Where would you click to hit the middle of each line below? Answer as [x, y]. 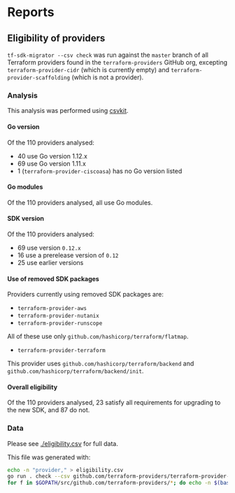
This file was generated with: [49, 457]
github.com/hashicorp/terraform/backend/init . [76, 371]
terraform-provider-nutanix [58, 316]
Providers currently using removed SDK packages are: [86, 295]
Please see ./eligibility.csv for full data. [63, 443]
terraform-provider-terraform [62, 351]
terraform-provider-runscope [60, 323]
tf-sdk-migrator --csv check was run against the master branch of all [108, 55]
